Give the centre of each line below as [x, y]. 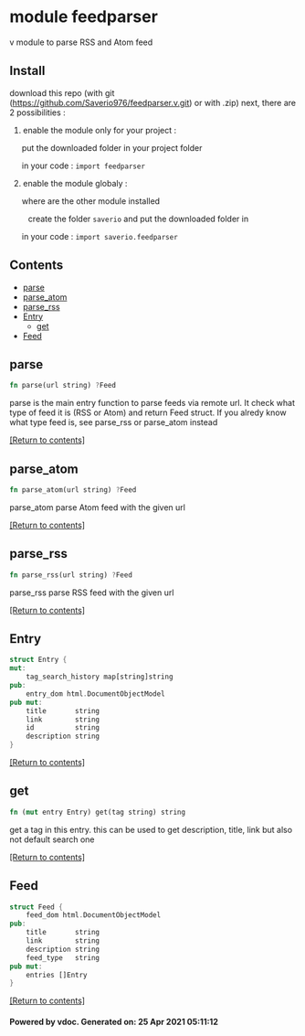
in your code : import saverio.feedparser [100, 236]
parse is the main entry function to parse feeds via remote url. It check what [152, 403]
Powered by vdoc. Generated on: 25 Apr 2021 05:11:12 [114, 1021]
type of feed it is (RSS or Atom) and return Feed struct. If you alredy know [148, 412]
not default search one [52, 839]
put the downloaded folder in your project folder [112, 147]
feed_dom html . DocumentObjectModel [94, 915]
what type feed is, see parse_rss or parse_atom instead [114, 422]
